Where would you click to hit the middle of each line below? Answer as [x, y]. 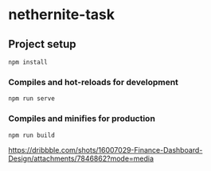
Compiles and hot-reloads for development [94, 82]
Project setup [43, 44]
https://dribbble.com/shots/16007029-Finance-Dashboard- [105, 150]
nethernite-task [62, 15]
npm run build [32, 135]
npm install [28, 62]
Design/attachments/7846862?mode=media [81, 158]
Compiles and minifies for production [82, 119]
